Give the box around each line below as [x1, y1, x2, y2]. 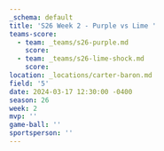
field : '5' [9, 79, 50, 88]
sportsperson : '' [9, 129, 74, 138]
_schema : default [9, 12, 74, 22]
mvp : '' [9, 112, 38, 121]
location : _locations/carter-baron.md [9, 71, 152, 80]
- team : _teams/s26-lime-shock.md [17, 54, 144, 63]
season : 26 [9, 95, 50, 105]
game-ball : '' [9, 121, 62, 130]
